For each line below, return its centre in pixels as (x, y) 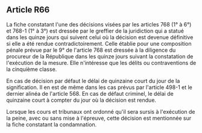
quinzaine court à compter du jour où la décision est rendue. (81, 100)
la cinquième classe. (32, 69)
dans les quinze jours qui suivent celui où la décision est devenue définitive (100, 37)
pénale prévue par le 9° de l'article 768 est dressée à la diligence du (91, 50)
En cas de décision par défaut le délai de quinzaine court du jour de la (93, 81)
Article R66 (28, 10)
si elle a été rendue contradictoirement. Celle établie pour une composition (99, 43)
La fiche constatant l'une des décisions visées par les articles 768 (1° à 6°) (99, 24)
